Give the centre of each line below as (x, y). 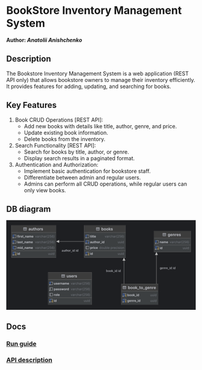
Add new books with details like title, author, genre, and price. (100, 126)
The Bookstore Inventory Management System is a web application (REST (98, 74)
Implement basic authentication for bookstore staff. (87, 171)
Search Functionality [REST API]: (55, 145)
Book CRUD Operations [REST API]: (59, 120)
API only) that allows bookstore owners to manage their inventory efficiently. (101, 80)
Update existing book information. (66, 133)
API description (29, 360)
